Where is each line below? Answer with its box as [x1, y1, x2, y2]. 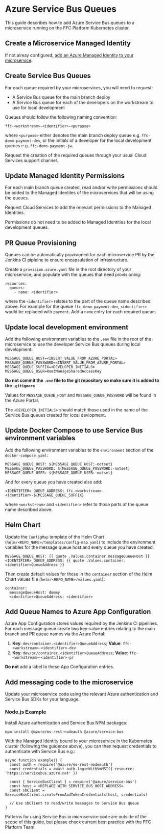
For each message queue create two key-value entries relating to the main [5, 626, 155, 632]
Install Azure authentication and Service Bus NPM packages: [5, 720, 128, 726]
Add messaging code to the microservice [5, 678, 134, 686]
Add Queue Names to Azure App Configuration [5, 608, 151, 616]
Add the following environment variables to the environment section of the [5, 447, 154, 453]
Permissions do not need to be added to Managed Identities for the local [5, 219, 151, 225]
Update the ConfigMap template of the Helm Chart [5, 534, 104, 539]
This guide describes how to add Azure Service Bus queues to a [5, 20, 135, 26]
